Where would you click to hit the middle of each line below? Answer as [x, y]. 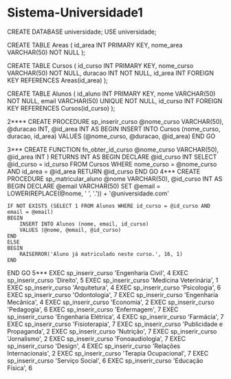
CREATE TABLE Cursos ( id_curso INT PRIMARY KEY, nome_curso [100, 65]
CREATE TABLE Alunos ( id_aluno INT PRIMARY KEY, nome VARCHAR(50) [111, 94]
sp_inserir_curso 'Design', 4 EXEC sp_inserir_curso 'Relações [94, 346]
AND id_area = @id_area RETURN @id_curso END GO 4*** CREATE [104, 171]
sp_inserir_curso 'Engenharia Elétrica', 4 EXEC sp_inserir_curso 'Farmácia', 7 [115, 316]
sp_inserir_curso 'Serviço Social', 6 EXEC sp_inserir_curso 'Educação [105, 360]
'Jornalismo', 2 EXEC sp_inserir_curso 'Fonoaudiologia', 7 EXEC [97, 338]
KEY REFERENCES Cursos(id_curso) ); [61, 108]
